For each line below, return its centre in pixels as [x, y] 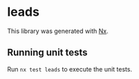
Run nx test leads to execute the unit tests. [70, 69]
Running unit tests [47, 53]
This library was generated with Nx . [58, 31]
